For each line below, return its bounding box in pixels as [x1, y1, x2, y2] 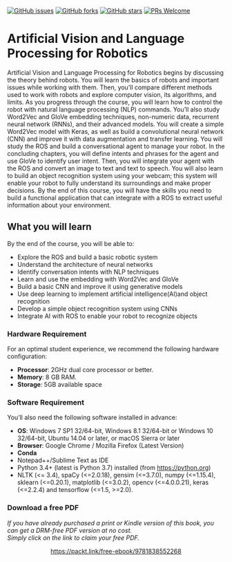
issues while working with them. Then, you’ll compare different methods [7, 83, 213, 91]
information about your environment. [7, 201, 112, 209]
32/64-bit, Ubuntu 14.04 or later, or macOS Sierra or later [17, 434, 180, 443]
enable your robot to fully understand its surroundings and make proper [7, 179, 211, 187]
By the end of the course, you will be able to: [7, 239, 135, 247]
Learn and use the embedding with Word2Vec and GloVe [17, 274, 180, 283]
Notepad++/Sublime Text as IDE [17, 456, 109, 464]
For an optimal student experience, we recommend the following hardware [7, 345, 220, 353]
